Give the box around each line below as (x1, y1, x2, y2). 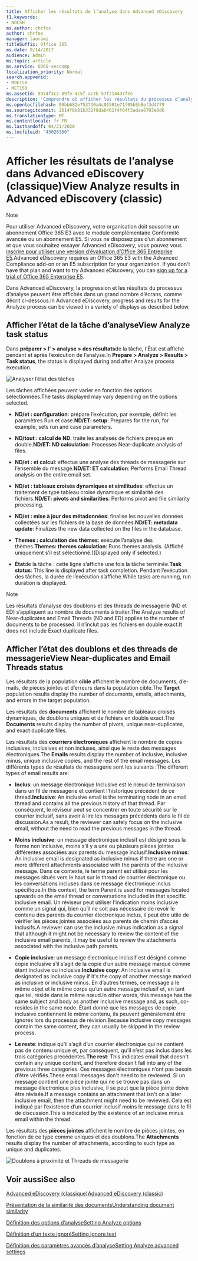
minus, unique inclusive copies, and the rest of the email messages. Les (6, 757, 181, 764)
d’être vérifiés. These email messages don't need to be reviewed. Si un (14, 1072, 186, 1079)
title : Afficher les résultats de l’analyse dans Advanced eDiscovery (6, 8, 183, 15)
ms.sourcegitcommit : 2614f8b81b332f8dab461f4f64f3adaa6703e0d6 (6, 107, 165, 113)
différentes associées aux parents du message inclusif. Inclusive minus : (14, 849, 190, 856)
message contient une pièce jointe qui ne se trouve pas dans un (14, 1078, 170, 1085)
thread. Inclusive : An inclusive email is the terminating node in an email (14, 793, 187, 801)
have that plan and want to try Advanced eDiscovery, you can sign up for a (6, 266, 187, 274)
